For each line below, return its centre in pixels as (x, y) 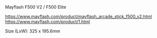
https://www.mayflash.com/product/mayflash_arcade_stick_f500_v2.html (78, 16)
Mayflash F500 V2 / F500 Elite (36, 7)
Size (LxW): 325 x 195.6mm (33, 31)
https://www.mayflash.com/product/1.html (48, 22)
